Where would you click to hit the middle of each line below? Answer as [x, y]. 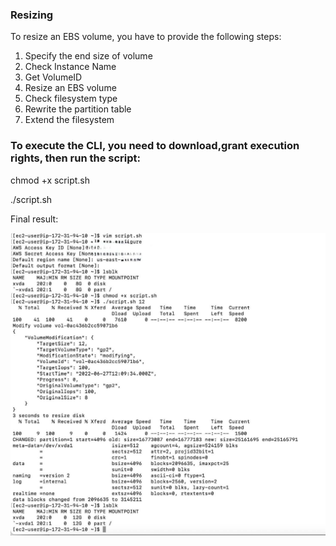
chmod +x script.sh [50, 180]
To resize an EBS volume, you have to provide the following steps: [146, 37]
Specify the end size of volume [88, 56]
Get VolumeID [53, 77]
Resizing [32, 15]
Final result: [34, 219]
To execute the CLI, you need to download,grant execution [155, 146]
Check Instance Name [70, 67]
